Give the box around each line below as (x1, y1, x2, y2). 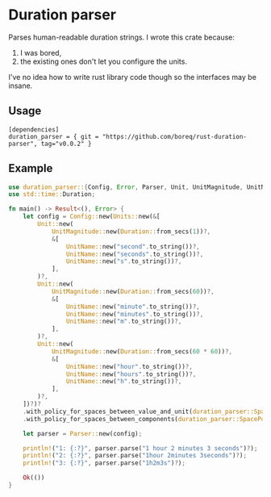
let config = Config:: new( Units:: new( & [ (23, 212, 161, 221)
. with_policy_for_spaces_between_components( (23, 415, 179, 423)
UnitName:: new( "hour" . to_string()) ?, (65, 362, 194, 370)
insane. (8, 81, 33, 90)
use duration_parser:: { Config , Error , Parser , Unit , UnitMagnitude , (8, 183, 244, 191)
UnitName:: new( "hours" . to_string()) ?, (65, 370, 197, 378)
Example (8, 161, 53, 175)
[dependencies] (8, 125, 60, 134)
